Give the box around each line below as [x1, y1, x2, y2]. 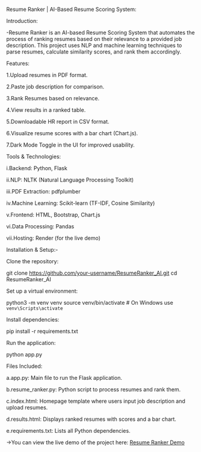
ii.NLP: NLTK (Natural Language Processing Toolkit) [6, 176, 134, 183]
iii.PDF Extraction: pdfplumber [6, 188, 81, 195]
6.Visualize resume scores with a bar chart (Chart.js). [6, 130, 138, 136]
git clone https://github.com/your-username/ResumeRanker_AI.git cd [6, 269, 178, 276]
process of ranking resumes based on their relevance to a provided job [6, 35, 182, 42]
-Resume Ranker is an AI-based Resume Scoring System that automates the [6, 29, 195, 36]
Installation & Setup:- [6, 246, 58, 253]
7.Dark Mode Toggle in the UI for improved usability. [6, 141, 135, 148]
